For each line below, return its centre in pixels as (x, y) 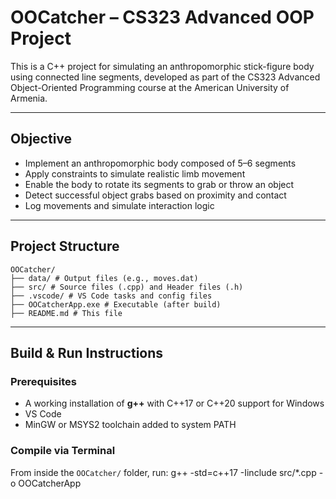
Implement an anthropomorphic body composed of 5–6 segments (160, 163)
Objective (41, 139)
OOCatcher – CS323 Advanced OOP (162, 17)
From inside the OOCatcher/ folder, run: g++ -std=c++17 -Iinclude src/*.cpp (163, 472)
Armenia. (29, 98)
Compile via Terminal (63, 451)
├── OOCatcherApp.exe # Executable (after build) (116, 304)
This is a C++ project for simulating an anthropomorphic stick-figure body (162, 66)
